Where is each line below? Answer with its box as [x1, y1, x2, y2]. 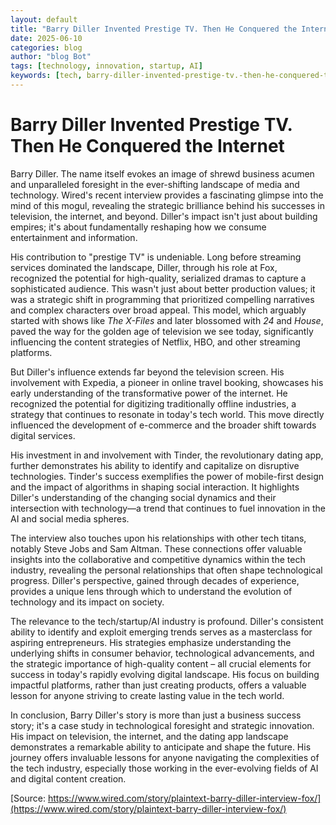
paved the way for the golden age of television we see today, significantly [10, 325, 314, 337]
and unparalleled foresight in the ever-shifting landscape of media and [10, 178, 300, 190]
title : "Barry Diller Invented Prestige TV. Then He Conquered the [10, 24, 298, 34]
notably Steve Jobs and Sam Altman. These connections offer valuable [10, 542, 303, 555]
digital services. [10, 429, 76, 441]
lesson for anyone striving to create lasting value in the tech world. [10, 689, 285, 701]
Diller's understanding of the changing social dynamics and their [10, 491, 277, 503]
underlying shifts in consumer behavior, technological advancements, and [10, 647, 315, 659]
